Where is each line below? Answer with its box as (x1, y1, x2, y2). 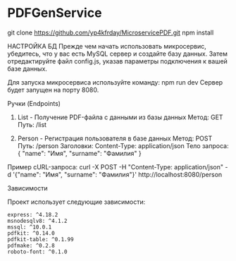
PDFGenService (7, 5, 102, 21)
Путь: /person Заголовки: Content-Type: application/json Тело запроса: (17, 141, 229, 150)
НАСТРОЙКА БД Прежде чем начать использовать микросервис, (7, 42, 206, 50)
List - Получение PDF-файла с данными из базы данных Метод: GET (17, 113, 223, 121)
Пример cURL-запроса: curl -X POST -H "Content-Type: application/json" (7, 162, 224, 171)
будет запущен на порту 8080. (7, 85, 99, 94)
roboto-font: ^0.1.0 (7, 248, 68, 255)
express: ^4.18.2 (7, 211, 58, 218)
